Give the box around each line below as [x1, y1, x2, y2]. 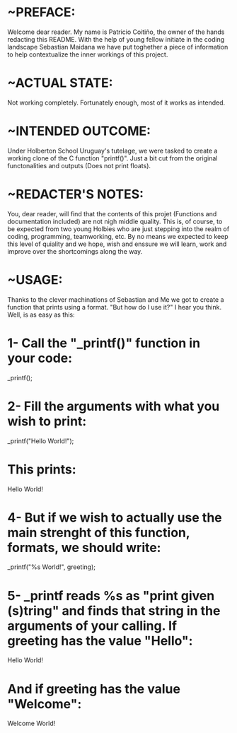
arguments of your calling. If [7, 618, 178, 633]
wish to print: [7, 413, 87, 429]
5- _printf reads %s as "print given [7, 587, 215, 604]
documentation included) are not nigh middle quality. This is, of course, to [7, 217, 223, 225]
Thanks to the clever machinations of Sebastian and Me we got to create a [7, 295, 224, 304]
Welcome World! [7, 719, 56, 728]
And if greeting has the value [7, 681, 180, 697]
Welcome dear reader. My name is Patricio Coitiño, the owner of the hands [7, 28, 225, 36]
